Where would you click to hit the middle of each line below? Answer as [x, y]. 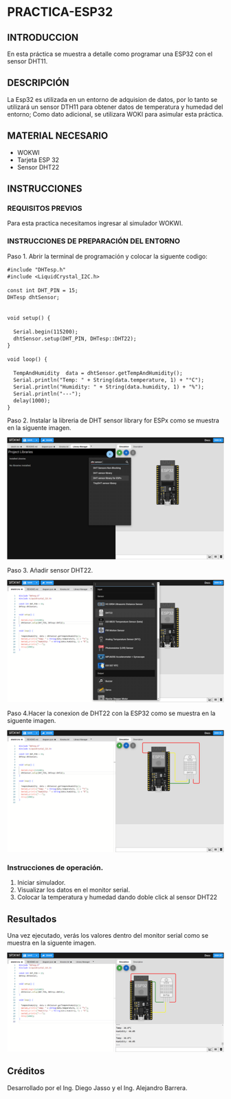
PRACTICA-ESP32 [60, 12]
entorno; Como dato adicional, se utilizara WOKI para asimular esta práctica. [115, 114]
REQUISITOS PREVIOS [45, 208]
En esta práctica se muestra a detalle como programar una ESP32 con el [110, 54]
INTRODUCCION [43, 38]
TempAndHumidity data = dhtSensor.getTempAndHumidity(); [98, 373]
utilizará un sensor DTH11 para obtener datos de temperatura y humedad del [115, 107]
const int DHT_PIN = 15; [43, 290]
